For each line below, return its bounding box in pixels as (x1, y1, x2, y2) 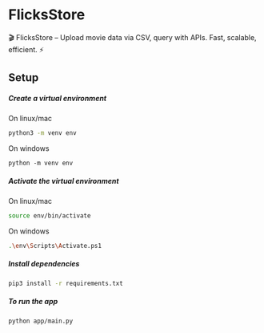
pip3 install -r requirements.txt (8, 279, 124, 287)
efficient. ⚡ (8, 44, 44, 54)
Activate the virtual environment (8, 176, 119, 185)
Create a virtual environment (8, 93, 107, 103)
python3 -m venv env (8, 129, 78, 137)
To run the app (8, 297, 58, 307)
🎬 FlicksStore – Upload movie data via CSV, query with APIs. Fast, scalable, (8, 32, 258, 42)
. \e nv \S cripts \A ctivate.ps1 (8, 242, 102, 250)
